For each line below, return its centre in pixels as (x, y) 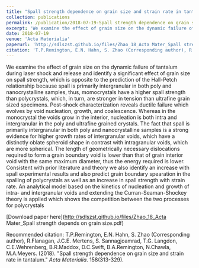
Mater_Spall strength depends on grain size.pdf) (65, 223)
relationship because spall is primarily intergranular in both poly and (89, 86)
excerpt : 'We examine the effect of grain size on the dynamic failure (96, 28)
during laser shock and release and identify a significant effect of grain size (98, 73)
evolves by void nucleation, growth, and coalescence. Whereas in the (91, 111)
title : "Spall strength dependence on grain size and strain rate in (94, 12)
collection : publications (38, 17)
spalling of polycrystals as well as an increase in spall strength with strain (96, 180)
